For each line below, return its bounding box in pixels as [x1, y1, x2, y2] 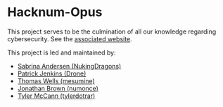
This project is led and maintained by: [7, 48, 116, 57]
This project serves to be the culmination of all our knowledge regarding [7, 27, 217, 36]
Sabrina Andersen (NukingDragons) [17, 62, 122, 70]
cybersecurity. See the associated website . [7, 34, 132, 43]
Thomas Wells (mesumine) [17, 76, 95, 85]
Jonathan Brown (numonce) [17, 84, 98, 92]
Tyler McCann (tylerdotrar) [17, 92, 96, 100]
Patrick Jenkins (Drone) [17, 69, 87, 78]
